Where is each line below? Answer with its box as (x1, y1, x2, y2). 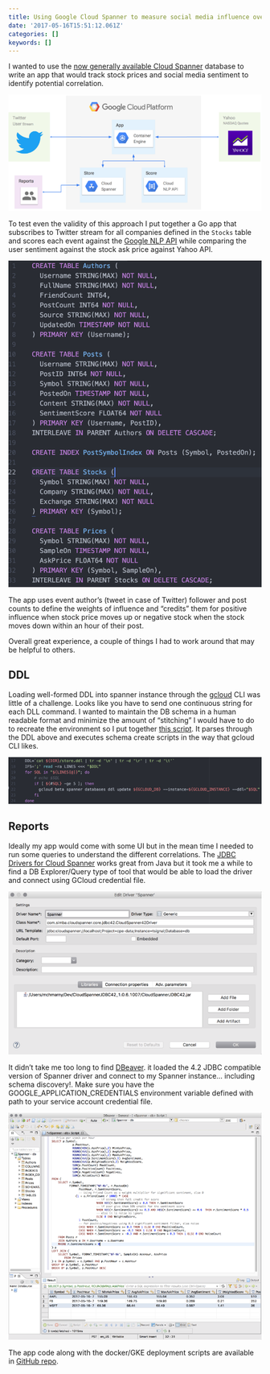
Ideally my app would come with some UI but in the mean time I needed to (8, 841, 254, 851)
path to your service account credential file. (8, 1096, 153, 1106)
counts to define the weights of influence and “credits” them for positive (8, 604, 247, 613)
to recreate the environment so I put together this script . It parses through (8, 724, 253, 733)
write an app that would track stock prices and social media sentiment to (8, 70, 249, 80)
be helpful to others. (8, 645, 76, 654)
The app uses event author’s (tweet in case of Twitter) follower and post (8, 596, 247, 604)
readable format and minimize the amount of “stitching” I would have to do (8, 715, 255, 724)
